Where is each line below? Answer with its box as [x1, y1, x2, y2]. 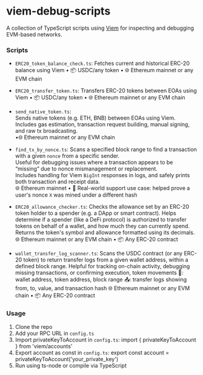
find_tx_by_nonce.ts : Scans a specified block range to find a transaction [15, 146, 197, 153]
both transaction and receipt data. [15, 178, 100, 186]
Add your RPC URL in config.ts [15, 329, 95, 337]
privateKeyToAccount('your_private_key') [15, 355, 119, 362]
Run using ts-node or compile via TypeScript [15, 362, 127, 369]
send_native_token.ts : [15, 108, 72, 115]
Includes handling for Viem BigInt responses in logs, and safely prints [15, 172, 190, 179]
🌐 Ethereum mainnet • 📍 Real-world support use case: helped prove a [15, 184, 190, 192]
